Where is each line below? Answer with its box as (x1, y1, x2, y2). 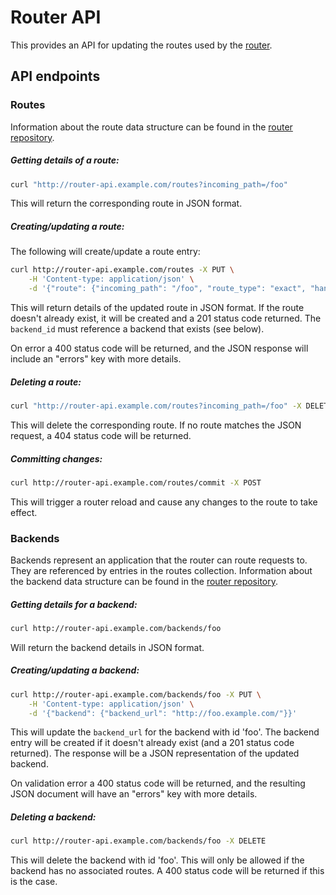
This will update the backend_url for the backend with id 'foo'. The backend (10, 726, 320, 738)
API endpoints (10, 68, 101, 85)
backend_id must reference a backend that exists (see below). (10, 323, 265, 335)
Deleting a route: (10, 376, 82, 388)
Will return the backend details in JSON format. (10, 641, 205, 653)
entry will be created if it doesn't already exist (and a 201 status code (10, 737, 295, 749)
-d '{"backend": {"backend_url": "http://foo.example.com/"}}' (28, 708, 298, 718)
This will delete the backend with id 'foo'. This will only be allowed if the (10, 854, 305, 866)
